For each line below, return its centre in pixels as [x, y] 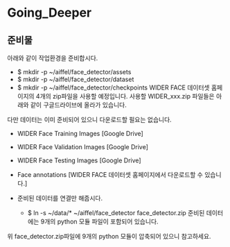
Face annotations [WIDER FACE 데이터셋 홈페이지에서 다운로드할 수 [110, 174]
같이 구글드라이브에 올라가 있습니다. [78, 105]
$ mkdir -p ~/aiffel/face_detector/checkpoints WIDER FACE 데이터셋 [113, 87]
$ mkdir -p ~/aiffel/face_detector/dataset [76, 79]
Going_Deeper [50, 13]
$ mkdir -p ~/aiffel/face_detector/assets [74, 72]
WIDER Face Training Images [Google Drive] [80, 134]
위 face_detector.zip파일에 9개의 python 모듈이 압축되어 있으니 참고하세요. [109, 236]
